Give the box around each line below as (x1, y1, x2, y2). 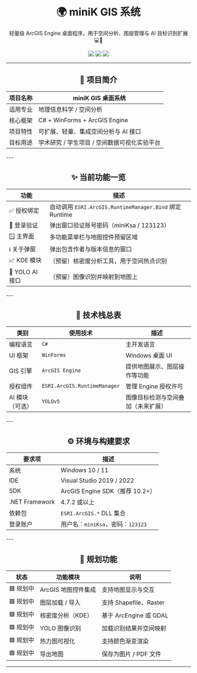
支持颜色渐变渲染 (101, 637, 150, 645)
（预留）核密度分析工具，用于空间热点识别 (49, 257, 167, 265)
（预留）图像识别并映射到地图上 (49, 272, 138, 281)
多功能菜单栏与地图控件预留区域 (49, 233, 138, 241)
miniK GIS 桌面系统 (73, 94, 126, 102)
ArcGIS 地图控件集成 (40, 585, 97, 594)
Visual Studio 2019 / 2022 (60, 477, 134, 485)
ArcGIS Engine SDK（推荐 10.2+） (60, 487, 157, 495)
